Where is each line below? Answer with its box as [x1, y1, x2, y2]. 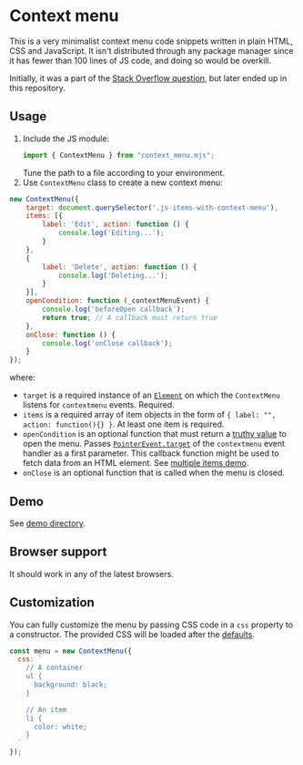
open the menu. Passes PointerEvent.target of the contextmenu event [22, 439, 285, 450]
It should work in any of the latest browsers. [9, 568, 175, 579]
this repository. [9, 82, 66, 93]
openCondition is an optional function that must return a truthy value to [22, 429, 287, 439]
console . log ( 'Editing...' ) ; [57, 229, 166, 238]
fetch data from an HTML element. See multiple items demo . [22, 458, 249, 469]
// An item [25, 705, 67, 714]
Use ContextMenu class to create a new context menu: [22, 177, 223, 188]
